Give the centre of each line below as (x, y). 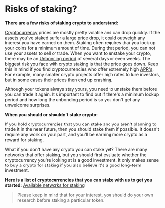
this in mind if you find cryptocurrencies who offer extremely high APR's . (79, 69)
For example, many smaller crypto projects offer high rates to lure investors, (82, 74)
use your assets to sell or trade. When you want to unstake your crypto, (78, 53)
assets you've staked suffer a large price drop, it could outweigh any (75, 38)
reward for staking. (25, 140)
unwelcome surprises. (28, 105)
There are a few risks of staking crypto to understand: (62, 23)
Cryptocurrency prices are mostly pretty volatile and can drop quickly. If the (82, 32)
